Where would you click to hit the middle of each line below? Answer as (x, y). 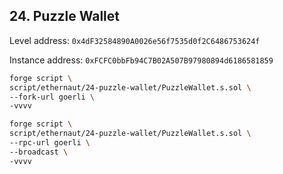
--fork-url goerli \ (52, 97)
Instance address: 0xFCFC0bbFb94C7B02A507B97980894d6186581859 (141, 60)
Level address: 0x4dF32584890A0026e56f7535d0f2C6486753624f (135, 40)
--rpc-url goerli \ (50, 143)
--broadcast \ (39, 152)
